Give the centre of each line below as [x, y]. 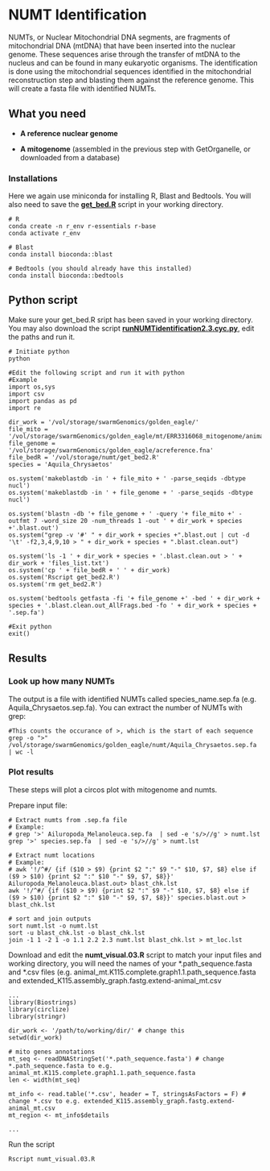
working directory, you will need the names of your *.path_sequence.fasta [131, 963]
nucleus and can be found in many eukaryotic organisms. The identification [133, 63]
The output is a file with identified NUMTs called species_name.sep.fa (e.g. [133, 699]
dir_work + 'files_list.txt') [59, 563]
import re [25, 408]
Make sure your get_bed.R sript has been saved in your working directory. [131, 319]
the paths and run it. [42, 337]
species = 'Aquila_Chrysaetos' [61, 464]
